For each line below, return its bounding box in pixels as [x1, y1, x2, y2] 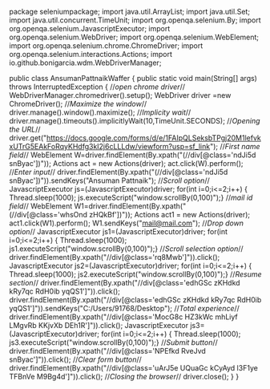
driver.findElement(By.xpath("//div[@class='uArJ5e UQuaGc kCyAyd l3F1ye [9, 363, 259, 372]
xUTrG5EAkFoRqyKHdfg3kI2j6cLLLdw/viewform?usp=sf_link [9, 142, 211, 151]
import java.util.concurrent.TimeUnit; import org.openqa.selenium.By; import [9, 15, 261, 25]
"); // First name [209, 142, 260, 151]
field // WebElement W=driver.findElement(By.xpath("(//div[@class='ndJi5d [9, 150, 256, 160]
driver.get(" [9, 133, 47, 143]
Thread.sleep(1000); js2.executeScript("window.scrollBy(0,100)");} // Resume [9, 269, 262, 279]
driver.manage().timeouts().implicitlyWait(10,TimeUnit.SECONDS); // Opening [9, 116, 260, 125]
